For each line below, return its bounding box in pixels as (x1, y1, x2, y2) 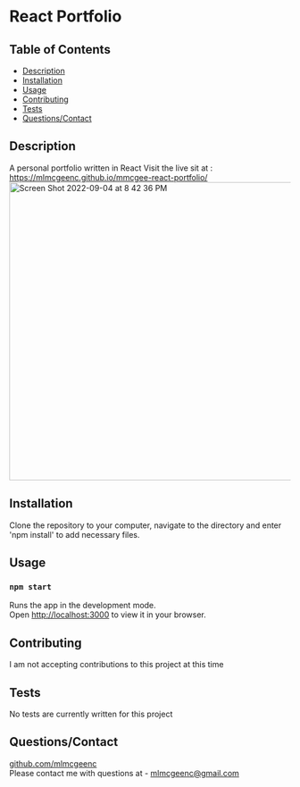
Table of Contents (9, 42, 112, 57)
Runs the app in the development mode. (9, 600, 156, 611)
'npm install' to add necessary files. (9, 529, 140, 540)
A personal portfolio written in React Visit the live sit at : (9, 163, 213, 173)
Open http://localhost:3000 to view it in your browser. (9, 609, 207, 620)
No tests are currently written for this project (9, 708, 173, 719)
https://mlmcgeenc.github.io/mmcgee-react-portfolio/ (9, 172, 208, 182)
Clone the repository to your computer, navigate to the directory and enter (9, 520, 282, 531)
